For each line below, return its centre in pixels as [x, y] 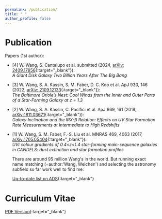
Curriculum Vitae [40, 198]
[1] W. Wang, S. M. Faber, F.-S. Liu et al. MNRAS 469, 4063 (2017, [77, 134]
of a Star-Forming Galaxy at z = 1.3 [47, 100]
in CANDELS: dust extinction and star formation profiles [68, 150]
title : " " [16, 14]
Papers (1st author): [25, 56]
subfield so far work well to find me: [48, 169]
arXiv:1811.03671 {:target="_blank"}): [48, 115]
